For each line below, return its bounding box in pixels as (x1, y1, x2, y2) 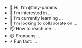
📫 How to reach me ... (9, 26, 56, 31)
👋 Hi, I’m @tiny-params (9, 5, 57, 10)
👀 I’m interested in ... (9, 10, 52, 16)
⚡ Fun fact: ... (9, 38, 37, 44)
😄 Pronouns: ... (9, 33, 42, 39)
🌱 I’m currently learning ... (9, 15, 63, 21)
